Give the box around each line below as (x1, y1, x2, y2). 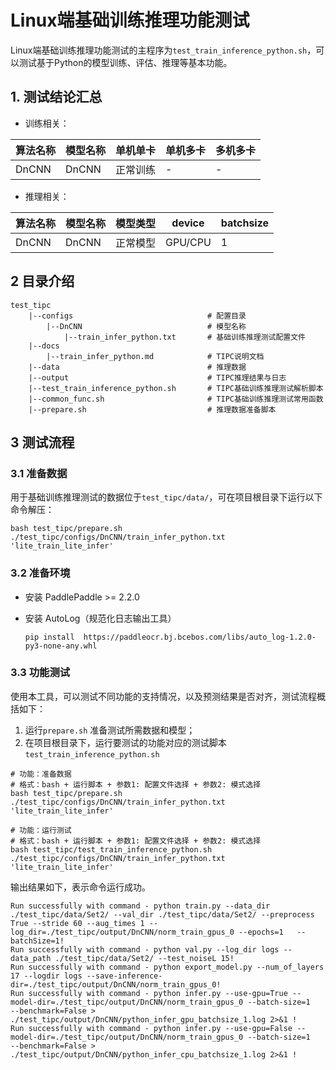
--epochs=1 (238, 927, 284, 937)
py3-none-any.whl (24, 641, 98, 651)
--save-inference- (86, 971, 163, 981)
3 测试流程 (10, 434, 75, 451)
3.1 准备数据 (10, 466, 68, 480)
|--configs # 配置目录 (28, 311, 247, 321)
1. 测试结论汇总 (10, 89, 103, 106)
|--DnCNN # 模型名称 (46, 321, 247, 331)
